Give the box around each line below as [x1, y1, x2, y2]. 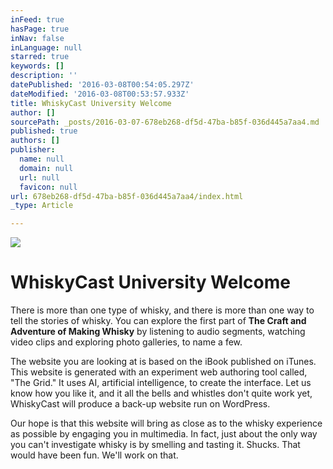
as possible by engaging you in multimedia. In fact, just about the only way [10, 428, 318, 440]
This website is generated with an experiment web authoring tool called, [10, 366, 308, 378]
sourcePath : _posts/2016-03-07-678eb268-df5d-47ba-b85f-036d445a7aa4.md [10, 117, 320, 127]
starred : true [10, 52, 70, 62]
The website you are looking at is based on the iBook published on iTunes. [10, 356, 317, 368]
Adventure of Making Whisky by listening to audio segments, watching [10, 326, 306, 338]
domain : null [19, 163, 74, 173]
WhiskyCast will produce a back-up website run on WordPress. [10, 398, 271, 410]
